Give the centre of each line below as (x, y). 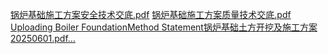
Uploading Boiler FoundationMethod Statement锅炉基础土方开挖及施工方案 (164, 27)
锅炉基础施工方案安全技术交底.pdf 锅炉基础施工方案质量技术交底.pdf (151, 14)
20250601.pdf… (43, 38)
